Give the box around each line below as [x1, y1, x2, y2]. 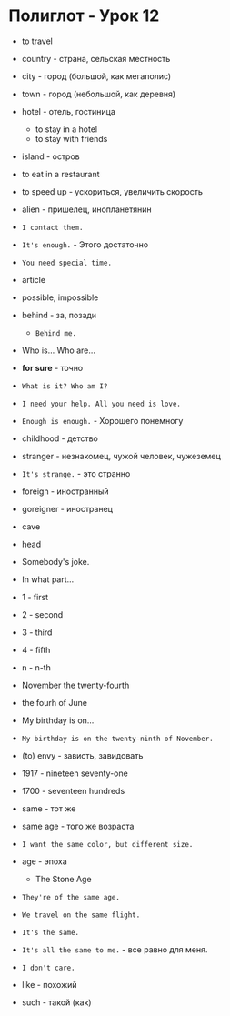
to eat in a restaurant [21, 168, 101, 179]
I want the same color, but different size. [21, 840, 194, 849]
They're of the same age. [21, 892, 120, 901]
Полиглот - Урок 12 [8, 5, 160, 26]
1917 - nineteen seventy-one [21, 768, 128, 779]
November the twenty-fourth [21, 679, 130, 690]
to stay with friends [35, 133, 108, 144]
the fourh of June [21, 697, 88, 708]
